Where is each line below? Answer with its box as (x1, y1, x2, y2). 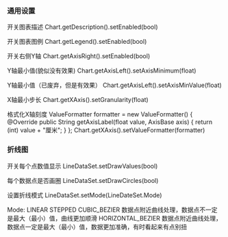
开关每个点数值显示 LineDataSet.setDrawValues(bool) (7, 162, 158, 170)
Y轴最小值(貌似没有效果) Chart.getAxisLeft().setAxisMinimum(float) (7, 66, 197, 75)
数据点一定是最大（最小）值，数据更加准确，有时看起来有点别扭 (7, 223, 187, 231)
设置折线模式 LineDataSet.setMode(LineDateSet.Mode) (7, 190, 162, 199)
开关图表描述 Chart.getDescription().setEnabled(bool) (7, 23, 158, 32)
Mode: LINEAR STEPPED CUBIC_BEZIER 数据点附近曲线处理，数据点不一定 (7, 205, 218, 214)
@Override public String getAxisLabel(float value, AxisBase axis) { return (7, 118, 213, 126)
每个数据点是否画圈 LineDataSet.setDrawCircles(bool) (7, 176, 159, 184)
